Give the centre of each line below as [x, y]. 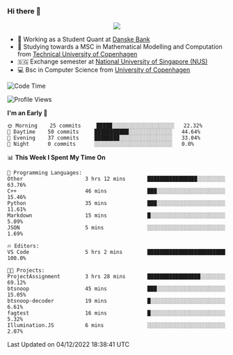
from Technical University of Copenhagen [77, 54]
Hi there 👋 [24, 11]
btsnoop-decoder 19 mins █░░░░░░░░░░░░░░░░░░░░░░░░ [116, 301]
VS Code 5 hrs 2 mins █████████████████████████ [116, 252]
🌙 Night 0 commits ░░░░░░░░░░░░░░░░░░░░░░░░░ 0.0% [101, 144]
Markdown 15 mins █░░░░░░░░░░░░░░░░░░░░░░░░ [116, 216]
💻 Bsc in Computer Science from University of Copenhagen [104, 70]
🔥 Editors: [23, 246]
